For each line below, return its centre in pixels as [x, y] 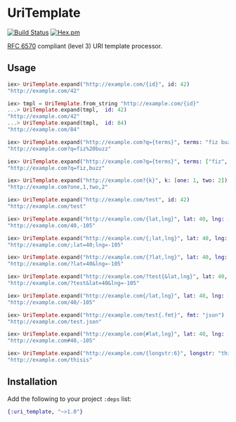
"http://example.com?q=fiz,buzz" [56, 168]
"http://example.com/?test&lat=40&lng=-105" [73, 283]
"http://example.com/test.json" [54, 322]
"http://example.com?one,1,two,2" [58, 187]
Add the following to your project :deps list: [70, 399]
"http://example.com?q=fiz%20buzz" [59, 149]
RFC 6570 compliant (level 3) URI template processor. [85, 46]
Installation [32, 382]
